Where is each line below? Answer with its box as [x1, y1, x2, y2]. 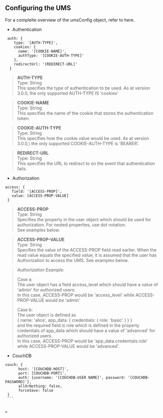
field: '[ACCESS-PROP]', [11, 189, 63, 194]
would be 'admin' [45, 297, 80, 303]
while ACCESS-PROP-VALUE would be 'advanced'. [17, 343, 120, 349]
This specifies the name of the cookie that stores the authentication [17, 110, 154, 116]
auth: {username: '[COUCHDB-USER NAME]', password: [18, 375, 126, 380]
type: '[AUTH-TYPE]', [14, 40, 58, 45]
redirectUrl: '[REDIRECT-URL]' [14, 61, 78, 67]
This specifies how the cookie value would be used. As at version [17, 135, 149, 141]
